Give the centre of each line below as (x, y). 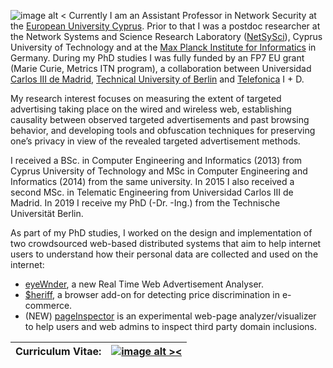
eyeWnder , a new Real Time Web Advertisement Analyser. (144, 284)
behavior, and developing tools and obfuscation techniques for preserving (163, 130)
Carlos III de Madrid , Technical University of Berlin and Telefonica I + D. (157, 79)
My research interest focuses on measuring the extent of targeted (146, 98)
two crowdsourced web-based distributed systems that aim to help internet (166, 243)
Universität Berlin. (47, 213)
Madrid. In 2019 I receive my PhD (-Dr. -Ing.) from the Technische (145, 203)
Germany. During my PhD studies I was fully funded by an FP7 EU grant (157, 58)
